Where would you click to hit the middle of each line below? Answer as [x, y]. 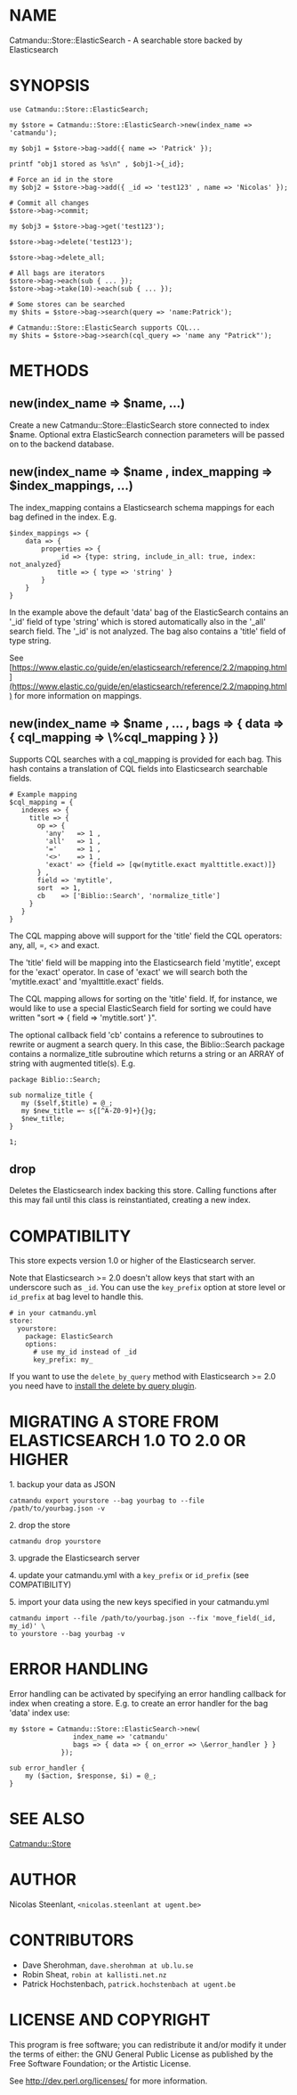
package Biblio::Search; [55, 1079]
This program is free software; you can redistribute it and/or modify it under [148, 2044]
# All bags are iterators [57, 273]
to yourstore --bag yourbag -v [67, 1634]
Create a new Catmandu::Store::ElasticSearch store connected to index [139, 425]
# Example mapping [43, 794]
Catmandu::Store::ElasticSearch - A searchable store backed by [126, 40]
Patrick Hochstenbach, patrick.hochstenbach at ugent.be [128, 1984]
